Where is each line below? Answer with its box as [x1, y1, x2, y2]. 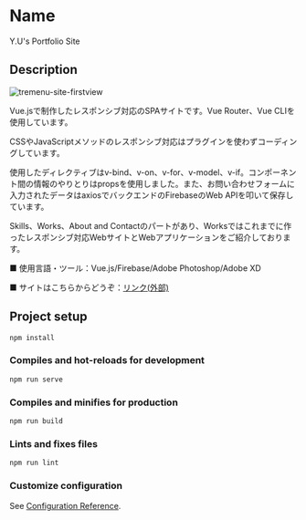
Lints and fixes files [9, 438, 99, 451]
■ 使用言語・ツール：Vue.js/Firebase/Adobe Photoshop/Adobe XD [9, 262, 262, 274]
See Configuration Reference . [9, 500, 121, 511]
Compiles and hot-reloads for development [9, 354, 206, 367]
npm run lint [9, 458, 59, 468]
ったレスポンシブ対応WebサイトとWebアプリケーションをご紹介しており [9, 232, 283, 243]
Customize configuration [9, 480, 123, 493]
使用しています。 [9, 116, 73, 128]
